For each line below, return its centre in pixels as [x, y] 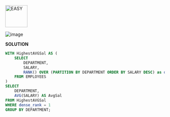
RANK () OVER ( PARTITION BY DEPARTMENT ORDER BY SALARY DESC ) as [93, 72]
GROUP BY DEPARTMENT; [28, 110]
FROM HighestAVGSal [26, 100]
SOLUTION [17, 44]
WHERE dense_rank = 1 [28, 105]
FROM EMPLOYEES [30, 77]
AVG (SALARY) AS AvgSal [38, 95]
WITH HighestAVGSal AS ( [31, 53]
